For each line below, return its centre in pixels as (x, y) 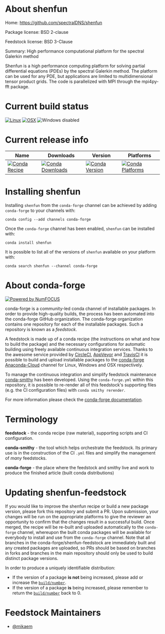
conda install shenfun (28, 243)
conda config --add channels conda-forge (48, 219)
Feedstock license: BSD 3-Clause (39, 41)
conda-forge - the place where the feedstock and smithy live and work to (80, 467)
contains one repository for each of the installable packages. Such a (74, 324)
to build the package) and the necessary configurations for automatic (75, 344)
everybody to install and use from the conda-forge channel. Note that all (78, 537)
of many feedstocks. (26, 458)
